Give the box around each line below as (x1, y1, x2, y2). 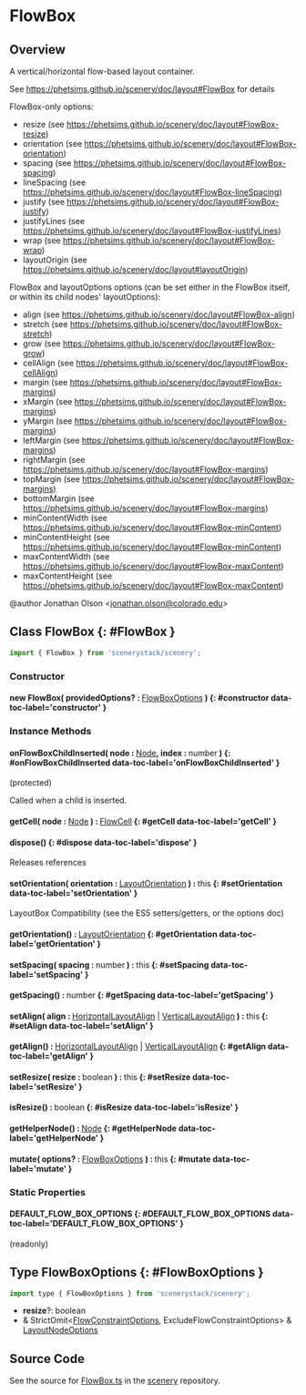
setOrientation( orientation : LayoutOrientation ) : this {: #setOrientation (9, 877, 283, 888)
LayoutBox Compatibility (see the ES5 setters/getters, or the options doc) (9, 908, 284, 918)
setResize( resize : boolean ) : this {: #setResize (9, 1072, 191, 1082)
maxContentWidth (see (22, 551, 110, 561)
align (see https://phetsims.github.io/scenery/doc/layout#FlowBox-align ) (22, 309, 296, 320)
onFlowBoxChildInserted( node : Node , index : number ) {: (9, 747, 231, 758)
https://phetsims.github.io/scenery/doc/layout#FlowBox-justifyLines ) (22, 225, 281, 236)
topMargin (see (22, 474, 80, 484)
